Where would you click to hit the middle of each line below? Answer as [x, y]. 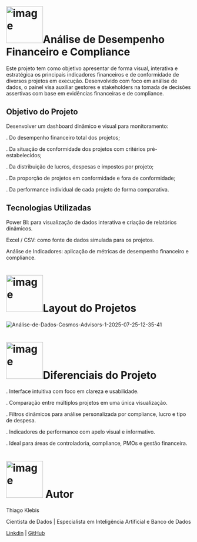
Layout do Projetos [90, 308]
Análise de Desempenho [104, 40]
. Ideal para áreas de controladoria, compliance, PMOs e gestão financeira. [97, 443]
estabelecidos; [24, 155]
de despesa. [21, 421]
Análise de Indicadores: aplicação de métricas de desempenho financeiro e [98, 251]
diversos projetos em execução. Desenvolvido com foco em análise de [92, 81]
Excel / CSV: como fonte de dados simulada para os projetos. [80, 240]
